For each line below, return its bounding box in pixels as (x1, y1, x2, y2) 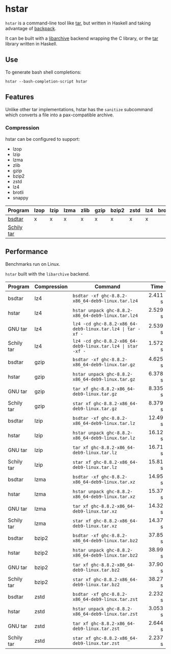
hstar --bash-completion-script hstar (5, 79, 88, 84)
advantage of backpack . (5, 25, 56, 31)
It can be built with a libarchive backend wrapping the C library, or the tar (5, 35, 159, 41)
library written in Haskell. (5, 40, 58, 46)
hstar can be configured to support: (5, 136, 80, 142)
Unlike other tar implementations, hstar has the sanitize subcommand (5, 106, 153, 112)
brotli (12, 189, 24, 195)
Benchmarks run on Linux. (5, 261, 61, 267)
